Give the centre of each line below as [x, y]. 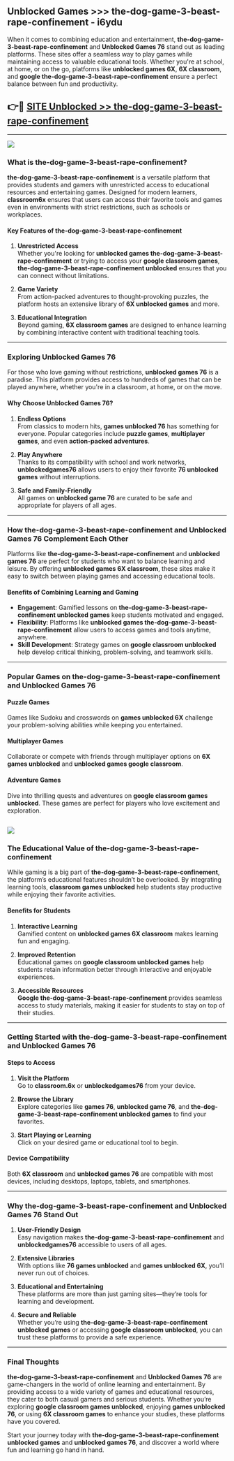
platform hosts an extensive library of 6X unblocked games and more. [118, 304]
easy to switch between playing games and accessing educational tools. [111, 576]
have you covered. [34, 1422]
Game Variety [38, 289]
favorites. [31, 1121]
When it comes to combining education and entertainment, [92, 39]
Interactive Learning [47, 926]
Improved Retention [47, 954]
